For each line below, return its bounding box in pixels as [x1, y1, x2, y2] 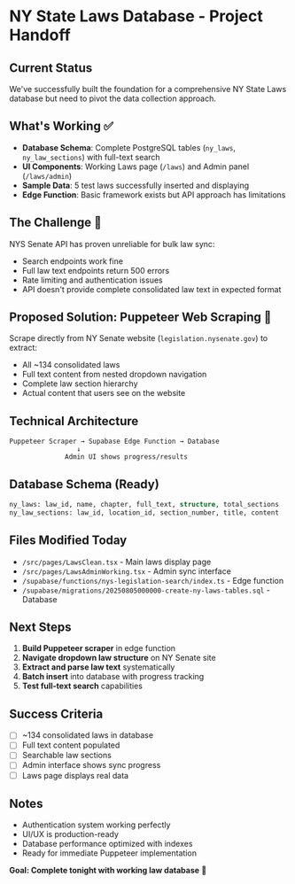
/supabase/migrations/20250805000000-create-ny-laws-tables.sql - [21, 585, 270, 595]
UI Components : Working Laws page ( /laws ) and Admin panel [21, 161, 250, 172]
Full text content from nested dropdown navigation [21, 369, 207, 380]
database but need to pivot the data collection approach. [9, 93, 217, 104]
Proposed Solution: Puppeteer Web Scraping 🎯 [9, 310, 272, 325]
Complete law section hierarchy [21, 378, 139, 389]
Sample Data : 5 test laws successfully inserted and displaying [21, 180, 250, 190]
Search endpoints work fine [21, 255, 124, 267]
